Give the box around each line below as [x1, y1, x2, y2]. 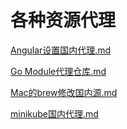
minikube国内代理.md [10, 107, 99, 120]
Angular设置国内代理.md [10, 44, 112, 56]
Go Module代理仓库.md [10, 65, 107, 77]
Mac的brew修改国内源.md [10, 86, 118, 98]
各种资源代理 [10, 9, 117, 32]
